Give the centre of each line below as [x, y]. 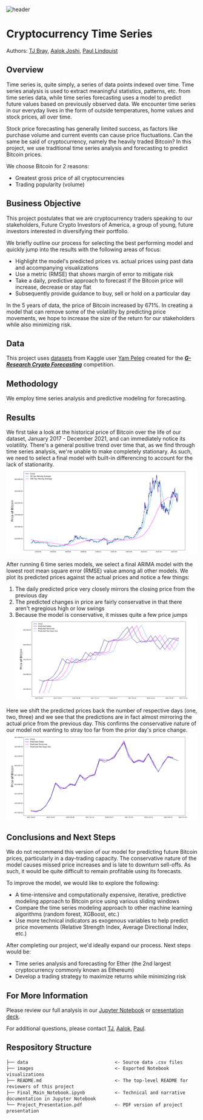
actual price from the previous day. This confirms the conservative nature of [101, 724]
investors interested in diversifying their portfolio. [68, 231]
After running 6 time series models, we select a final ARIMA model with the [100, 565]
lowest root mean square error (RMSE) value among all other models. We [97, 571]
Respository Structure [49, 1047]
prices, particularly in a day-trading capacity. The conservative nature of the [101, 858]
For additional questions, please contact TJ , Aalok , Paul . [76, 1029]
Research [19, 365]
